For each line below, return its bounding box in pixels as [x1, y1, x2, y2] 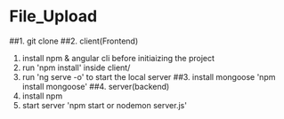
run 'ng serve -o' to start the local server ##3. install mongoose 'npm [21, 71, 276, 82]
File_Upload [9, 6, 98, 27]
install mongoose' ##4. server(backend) [21, 81, 170, 91]
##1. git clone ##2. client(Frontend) [9, 36, 139, 46]
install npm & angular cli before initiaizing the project [21, 52, 215, 63]
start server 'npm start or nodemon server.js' [21, 99, 187, 110]
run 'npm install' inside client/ [21, 62, 131, 73]
